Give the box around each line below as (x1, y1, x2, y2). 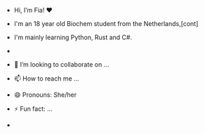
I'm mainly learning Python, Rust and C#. (13, 33, 132, 41)
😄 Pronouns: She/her (13, 91, 77, 99)
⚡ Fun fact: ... (13, 105, 53, 113)
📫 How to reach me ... (13, 74, 79, 83)
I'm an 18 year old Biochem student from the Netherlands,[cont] (13, 20, 199, 27)
